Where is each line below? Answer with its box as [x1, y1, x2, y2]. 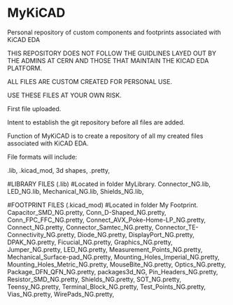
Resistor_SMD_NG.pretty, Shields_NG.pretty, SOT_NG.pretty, [7, 275, 182, 283]
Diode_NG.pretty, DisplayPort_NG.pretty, [77, 230, 195, 239]
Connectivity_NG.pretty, [7, 230, 76, 239]
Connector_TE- [155, 222, 199, 232]
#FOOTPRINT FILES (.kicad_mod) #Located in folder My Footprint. [7, 201, 198, 209]
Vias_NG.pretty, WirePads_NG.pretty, [7, 290, 115, 298]
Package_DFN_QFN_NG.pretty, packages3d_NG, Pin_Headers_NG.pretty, [7, 267, 218, 276]
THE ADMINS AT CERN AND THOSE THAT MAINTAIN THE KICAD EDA [7, 56, 209, 64]
